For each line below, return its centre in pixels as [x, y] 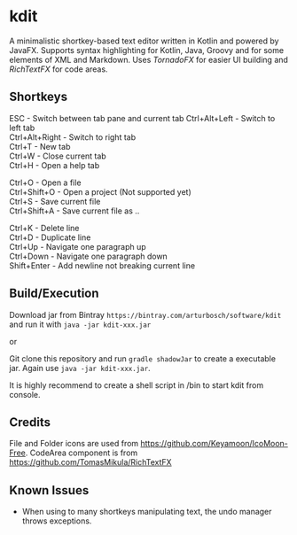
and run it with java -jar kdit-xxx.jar [80, 324]
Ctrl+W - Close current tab [58, 156]
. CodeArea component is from [82, 453]
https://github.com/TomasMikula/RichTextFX [90, 462]
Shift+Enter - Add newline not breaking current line [102, 265]
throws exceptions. [57, 521]
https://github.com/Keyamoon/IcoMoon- [214, 444]
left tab [22, 128]
